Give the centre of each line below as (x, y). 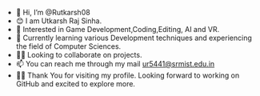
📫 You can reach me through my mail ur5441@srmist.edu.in (115, 64)
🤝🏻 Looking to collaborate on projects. (79, 55)
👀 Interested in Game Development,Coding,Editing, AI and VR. (118, 29)
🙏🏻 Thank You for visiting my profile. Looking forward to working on (128, 75)
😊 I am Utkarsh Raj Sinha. (59, 21)
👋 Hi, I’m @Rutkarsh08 (53, 12)
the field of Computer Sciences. (68, 46)
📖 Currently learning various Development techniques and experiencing (134, 38)
